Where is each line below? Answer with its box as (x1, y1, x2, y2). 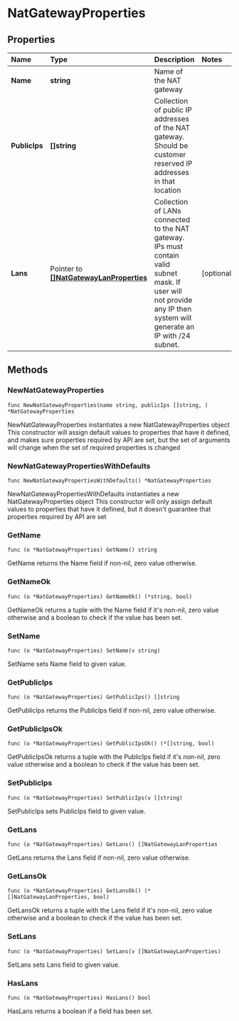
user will (154, 286, 183, 296)
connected (154, 215, 191, 224)
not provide (154, 295, 193, 305)
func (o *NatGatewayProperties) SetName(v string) (7, 647, 161, 654)
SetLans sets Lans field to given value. (7, 960, 120, 969)
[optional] (201, 268, 235, 278)
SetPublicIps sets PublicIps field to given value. (7, 807, 146, 815)
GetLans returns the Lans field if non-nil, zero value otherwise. (7, 853, 191, 862)
